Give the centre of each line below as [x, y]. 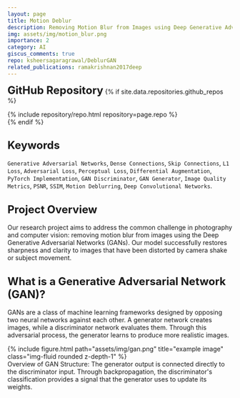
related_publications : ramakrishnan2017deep [75, 67]
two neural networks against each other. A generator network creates [110, 320]
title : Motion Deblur [40, 21]
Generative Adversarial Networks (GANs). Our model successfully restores [117, 243]
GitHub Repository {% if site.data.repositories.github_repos [115, 90]
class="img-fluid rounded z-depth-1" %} [67, 357]
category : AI [27, 47]
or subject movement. [40, 258]
